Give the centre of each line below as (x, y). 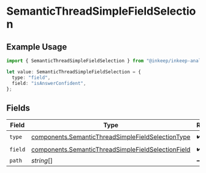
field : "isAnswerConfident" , (49, 83)
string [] (42, 161)
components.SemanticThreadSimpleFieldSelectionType (111, 137)
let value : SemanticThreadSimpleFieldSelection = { (74, 72)
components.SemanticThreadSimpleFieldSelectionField (111, 149)
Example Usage (37, 47)
